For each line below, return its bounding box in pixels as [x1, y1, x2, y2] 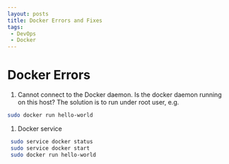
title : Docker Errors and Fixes [7, 17, 102, 24]
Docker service [17, 124, 62, 133]
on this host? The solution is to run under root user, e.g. [17, 98, 180, 107]
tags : [7, 23, 23, 30]
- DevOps [10, 30, 37, 37]
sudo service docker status [10, 138, 93, 145]
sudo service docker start [10, 144, 90, 152]
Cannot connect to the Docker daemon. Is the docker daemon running [17, 90, 222, 99]
